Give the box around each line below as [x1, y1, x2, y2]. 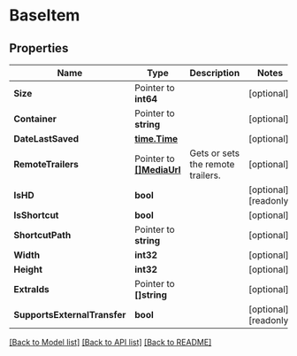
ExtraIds [13, 283, 50, 295]
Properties [9, 41, 69, 56]
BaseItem [9, 5, 80, 26]
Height [13, 263, 42, 275]
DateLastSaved [13, 133, 80, 144]
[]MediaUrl [133, 164, 181, 175]
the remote [189, 159, 235, 170]
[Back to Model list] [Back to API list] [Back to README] [9, 337, 212, 347]
